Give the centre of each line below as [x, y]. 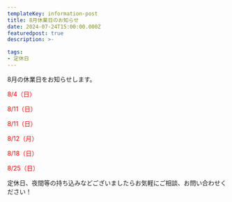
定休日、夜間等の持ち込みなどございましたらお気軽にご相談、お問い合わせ [114, 182]
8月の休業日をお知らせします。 [52, 79]
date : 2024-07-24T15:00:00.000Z [54, 26]
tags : [15, 52]
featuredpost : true [36, 33]
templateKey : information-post [53, 14]
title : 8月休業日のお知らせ [43, 20]
